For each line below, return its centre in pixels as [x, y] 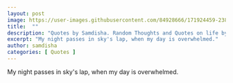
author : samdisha [32, 46]
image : [17, 20]
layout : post [26, 13]
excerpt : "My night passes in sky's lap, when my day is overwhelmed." [113, 39]
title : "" [23, 26]
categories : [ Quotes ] [42, 53]
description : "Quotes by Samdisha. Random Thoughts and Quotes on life [113, 33]
